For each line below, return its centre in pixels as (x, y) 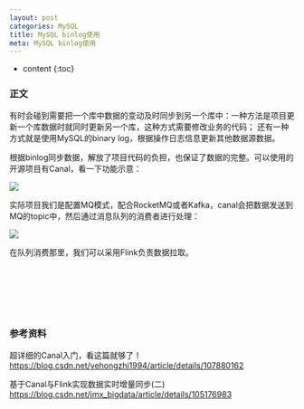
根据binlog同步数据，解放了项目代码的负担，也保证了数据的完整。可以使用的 (152, 157)
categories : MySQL (44, 26)
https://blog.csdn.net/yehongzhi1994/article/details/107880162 (127, 365)
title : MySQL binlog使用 (55, 34)
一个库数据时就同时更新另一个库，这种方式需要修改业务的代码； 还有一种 (153, 127)
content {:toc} (48, 69)
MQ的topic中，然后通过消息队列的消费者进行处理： (105, 216)
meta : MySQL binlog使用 (53, 43)
